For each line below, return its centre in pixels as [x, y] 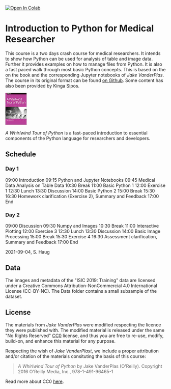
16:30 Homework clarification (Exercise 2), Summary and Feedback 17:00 [82, 196]
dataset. [14, 296]
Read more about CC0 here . [35, 381]
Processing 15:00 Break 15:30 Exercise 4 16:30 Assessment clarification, [81, 236]
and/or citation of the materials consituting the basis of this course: [76, 356]
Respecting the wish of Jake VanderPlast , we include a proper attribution [82, 351]
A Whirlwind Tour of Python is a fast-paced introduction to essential [76, 133]
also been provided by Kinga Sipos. [42, 86]
